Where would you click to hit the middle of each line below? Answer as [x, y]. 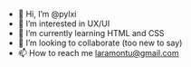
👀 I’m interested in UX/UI [64, 24]
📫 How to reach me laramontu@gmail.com [98, 53]
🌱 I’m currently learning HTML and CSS [91, 33]
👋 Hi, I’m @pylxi [47, 14]
